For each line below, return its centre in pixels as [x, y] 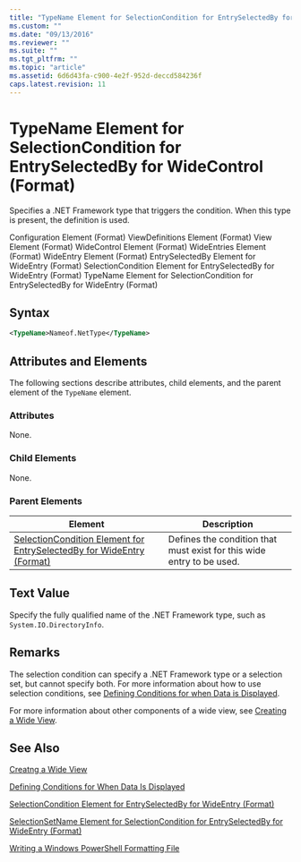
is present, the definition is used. [69, 219]
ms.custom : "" [36, 26]
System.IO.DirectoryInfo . [57, 624]
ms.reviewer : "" [39, 43]
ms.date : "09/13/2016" [52, 34]
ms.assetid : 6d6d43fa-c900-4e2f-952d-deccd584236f [106, 76]
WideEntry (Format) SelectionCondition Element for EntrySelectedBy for [142, 266]
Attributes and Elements [78, 361]
